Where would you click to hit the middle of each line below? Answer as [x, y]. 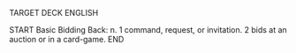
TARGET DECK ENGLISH [54, 13]
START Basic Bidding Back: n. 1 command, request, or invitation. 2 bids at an [148, 30]
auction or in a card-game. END [67, 39]
